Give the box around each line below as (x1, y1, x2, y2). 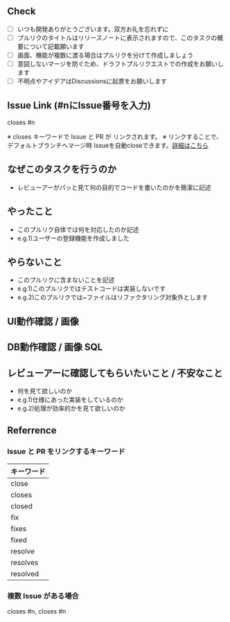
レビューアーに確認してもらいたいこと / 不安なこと (7, 367, 223, 379)
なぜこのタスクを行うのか (7, 163, 116, 176)
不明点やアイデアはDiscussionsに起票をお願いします (17, 77, 168, 85)
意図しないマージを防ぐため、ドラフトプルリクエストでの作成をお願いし (17, 60, 224, 68)
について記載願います (23, 42, 85, 51)
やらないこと (7, 256, 62, 268)
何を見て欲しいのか (17, 387, 73, 395)
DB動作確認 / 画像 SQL (7, 342, 103, 353)
